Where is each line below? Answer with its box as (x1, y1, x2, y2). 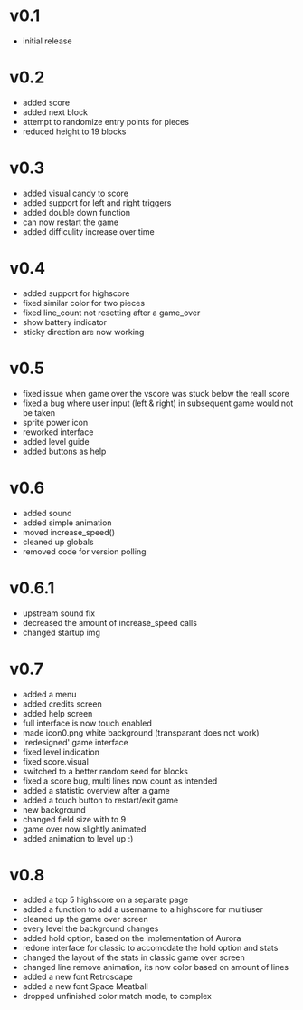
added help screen (22, 707, 93, 718)
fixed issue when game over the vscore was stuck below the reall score (22, 388, 289, 399)
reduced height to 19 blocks (22, 126, 127, 137)
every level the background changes (22, 923, 159, 934)
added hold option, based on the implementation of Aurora (22, 933, 241, 944)
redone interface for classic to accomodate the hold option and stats (22, 943, 279, 954)
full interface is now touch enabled (22, 717, 152, 728)
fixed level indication (22, 746, 99, 757)
